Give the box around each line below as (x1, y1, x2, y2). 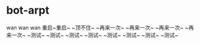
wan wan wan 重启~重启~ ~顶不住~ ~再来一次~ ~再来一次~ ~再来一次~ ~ (6, 24, 189, 31)
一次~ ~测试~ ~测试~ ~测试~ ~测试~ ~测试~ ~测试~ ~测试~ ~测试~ (11, 31, 178, 39)
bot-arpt (6, 4, 50, 17)
